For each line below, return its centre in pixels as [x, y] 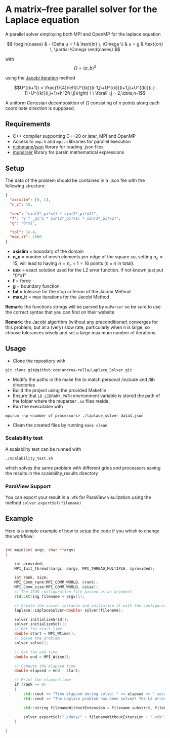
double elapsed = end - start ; [47, 671]
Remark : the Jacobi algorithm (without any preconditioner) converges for [82, 322]
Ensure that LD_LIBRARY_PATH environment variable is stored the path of [86, 396]
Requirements [28, 124]
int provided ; [29, 564]
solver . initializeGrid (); [42, 619]
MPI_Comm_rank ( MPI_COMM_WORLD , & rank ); [56, 582]
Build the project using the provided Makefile [59, 390]
